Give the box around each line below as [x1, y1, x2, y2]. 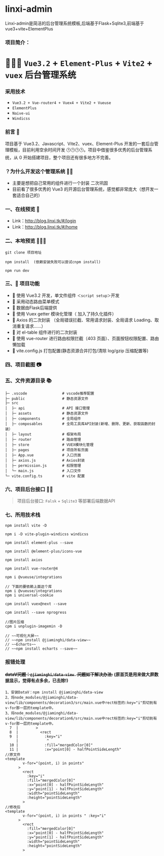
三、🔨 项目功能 [5, 280, 40, 287]
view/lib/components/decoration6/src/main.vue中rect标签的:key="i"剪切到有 [5, 716, 158, 721]
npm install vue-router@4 [5, 566, 58, 571]
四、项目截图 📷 [5, 361, 42, 368]
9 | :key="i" [9, 734, 63, 739]
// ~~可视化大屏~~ [5, 633, 39, 638]
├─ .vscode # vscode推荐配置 [5, 391, 94, 396]
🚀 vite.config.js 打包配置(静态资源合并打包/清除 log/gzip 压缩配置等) [12, 347, 149, 353]
